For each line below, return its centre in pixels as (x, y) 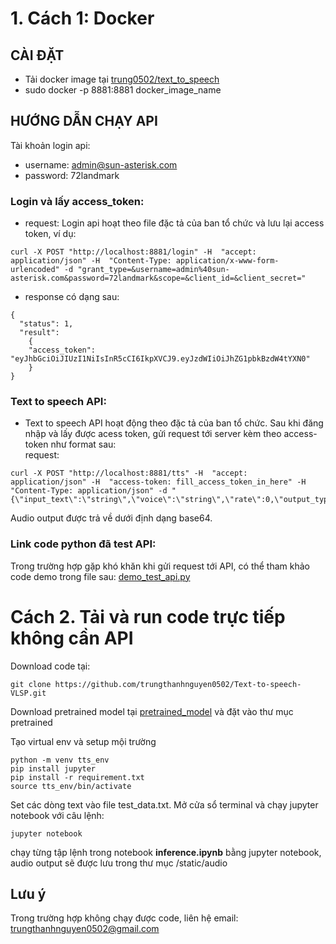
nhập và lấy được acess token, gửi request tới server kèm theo (153, 434)
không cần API (72, 638)
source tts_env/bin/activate (71, 786)
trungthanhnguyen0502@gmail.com (85, 929)
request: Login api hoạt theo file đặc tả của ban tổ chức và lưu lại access (174, 223)
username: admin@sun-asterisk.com (101, 164)
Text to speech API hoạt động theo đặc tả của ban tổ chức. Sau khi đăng (174, 423)
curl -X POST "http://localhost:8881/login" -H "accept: (133, 252)
